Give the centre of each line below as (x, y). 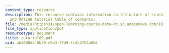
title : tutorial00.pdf (29, 38)
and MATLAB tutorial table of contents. (53, 19)
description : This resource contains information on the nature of (77, 15)
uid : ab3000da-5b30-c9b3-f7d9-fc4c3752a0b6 (52, 43)
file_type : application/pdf (35, 29)
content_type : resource (30, 10)
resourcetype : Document (30, 33)
